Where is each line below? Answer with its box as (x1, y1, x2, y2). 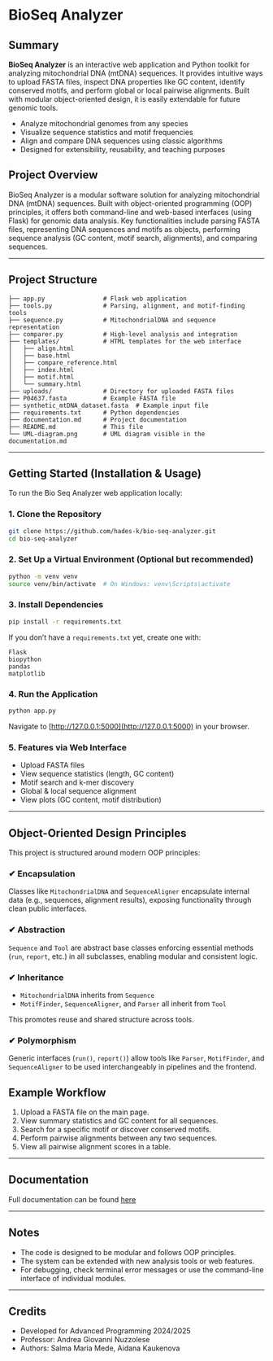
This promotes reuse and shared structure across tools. (8, 1014, 195, 1024)
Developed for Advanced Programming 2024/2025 (19, 1326, 191, 1336)
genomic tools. (8, 103, 58, 112)
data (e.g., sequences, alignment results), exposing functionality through (8, 895, 252, 905)
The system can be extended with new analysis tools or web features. (19, 1256, 254, 1266)
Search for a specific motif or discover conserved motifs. (19, 1124, 212, 1134)
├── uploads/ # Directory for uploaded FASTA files (8, 387, 234, 396)
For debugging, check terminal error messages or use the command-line (19, 1264, 264, 1275)
